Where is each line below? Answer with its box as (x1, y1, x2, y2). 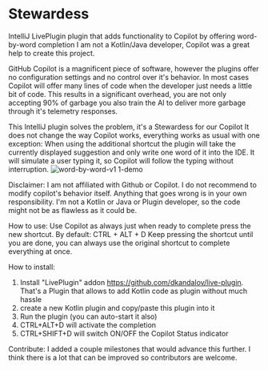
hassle (19, 294, 42, 304)
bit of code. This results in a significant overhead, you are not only (8, 89, 226, 99)
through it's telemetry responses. (8, 106, 118, 116)
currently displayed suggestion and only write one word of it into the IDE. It (8, 147, 255, 157)
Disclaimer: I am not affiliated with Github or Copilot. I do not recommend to (8, 179, 258, 189)
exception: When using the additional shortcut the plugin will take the (8, 139, 236, 148)
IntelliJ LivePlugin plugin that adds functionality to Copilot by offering (8, 31, 236, 41)
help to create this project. (8, 48, 95, 58)
